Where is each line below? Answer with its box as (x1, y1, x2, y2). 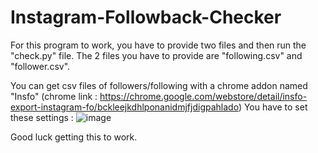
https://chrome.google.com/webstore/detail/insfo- (99, 90, 308, 102)
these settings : (10, 111, 74, 123)
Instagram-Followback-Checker (10, 6, 282, 29)
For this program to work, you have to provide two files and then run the (10, 39, 307, 51)
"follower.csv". (10, 60, 71, 72)
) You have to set (238, 101, 308, 113)
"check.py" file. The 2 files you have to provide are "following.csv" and (10, 49, 303, 61)
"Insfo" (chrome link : (10, 90, 98, 102)
